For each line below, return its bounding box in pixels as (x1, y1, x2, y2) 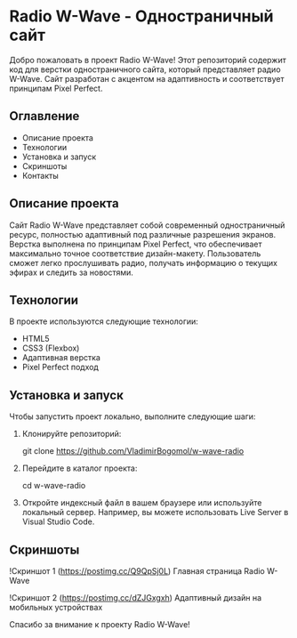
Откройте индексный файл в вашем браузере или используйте (21, 497, 262, 508)
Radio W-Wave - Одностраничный (9, 6, 274, 27)
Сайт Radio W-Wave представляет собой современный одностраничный (9, 220, 285, 230)
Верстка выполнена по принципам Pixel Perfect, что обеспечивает (9, 238, 262, 249)
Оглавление (9, 109, 80, 124)
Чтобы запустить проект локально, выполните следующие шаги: (9, 411, 256, 422)
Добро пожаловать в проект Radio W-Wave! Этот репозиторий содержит (9, 54, 286, 65)
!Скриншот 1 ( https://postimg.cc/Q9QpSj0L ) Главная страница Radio (9, 566, 265, 576)
